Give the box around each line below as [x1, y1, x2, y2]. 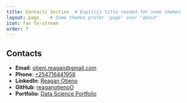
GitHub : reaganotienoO [15, 84, 74, 91]
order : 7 [6, 25, 29, 32]
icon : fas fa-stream [6, 20, 59, 26]
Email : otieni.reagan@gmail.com [15, 64, 97, 71]
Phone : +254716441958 [15, 71, 76, 78]
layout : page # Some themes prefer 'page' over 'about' [6, 15, 160, 21]
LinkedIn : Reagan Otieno [15, 77, 78, 85]
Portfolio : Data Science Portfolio [15, 90, 97, 98]
